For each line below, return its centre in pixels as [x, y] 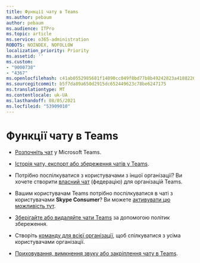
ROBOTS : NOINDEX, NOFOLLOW [40, 45]
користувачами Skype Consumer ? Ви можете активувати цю [93, 200]
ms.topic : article [29, 34]
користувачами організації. [50, 242]
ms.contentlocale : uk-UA [37, 95]
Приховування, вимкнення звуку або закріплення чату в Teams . [96, 253]
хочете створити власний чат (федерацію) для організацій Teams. [99, 182]
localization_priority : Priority [48, 51]
